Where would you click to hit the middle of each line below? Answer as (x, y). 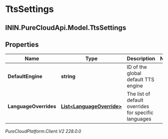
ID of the (137, 67)
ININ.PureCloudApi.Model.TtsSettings (66, 28)
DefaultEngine (25, 76)
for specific (140, 112)
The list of (138, 94)
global (134, 73)
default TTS (140, 79)
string (68, 76)
